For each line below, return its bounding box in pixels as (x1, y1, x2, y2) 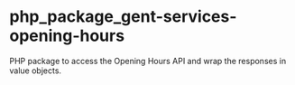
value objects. (9, 65, 61, 76)
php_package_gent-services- (9, 6, 237, 27)
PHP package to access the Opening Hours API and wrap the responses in (9, 55, 287, 66)
